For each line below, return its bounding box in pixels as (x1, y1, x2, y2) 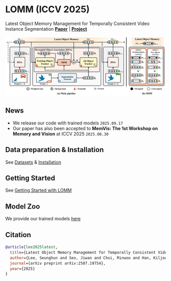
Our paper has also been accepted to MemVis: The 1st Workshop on (12, 125, 158, 131)
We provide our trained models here (5, 216, 81, 222)
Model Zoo (5, 202, 40, 211)
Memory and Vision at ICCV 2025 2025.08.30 (12, 131, 109, 137)
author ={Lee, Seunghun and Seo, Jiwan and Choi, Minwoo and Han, (10, 255, 152, 261)
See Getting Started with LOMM (5, 187, 72, 193)
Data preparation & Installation (5, 145, 104, 154)
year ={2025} (10, 266, 36, 271)
